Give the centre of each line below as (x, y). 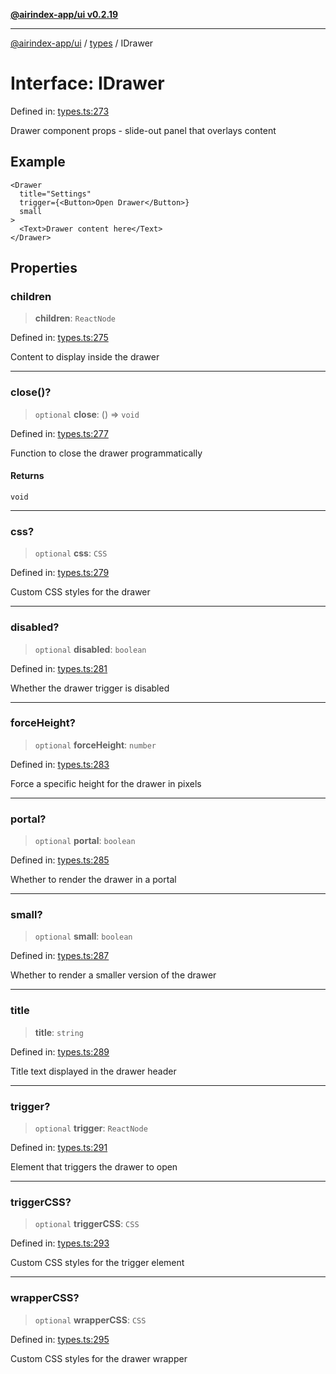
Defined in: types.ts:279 (60, 573)
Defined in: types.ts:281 (59, 668)
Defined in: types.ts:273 (60, 111)
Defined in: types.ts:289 (60, 1051)
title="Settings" (55, 194)
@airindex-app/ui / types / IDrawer (82, 43)
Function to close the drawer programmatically (106, 453)
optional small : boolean (83, 936)
